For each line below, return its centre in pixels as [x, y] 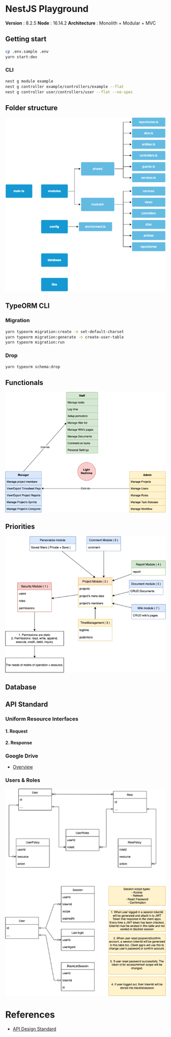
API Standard [27, 704]
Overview [23, 767]
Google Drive [22, 756]
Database [21, 687]
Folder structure [32, 108]
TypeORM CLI [27, 306]
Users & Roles [23, 780]
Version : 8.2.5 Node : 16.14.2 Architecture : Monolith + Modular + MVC [81, 23]
